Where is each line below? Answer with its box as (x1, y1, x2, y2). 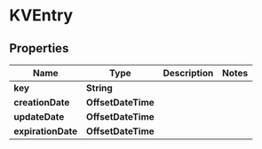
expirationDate (13, 125, 78, 137)
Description (163, 67, 214, 79)
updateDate (13, 111, 65, 122)
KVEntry (9, 5, 74, 26)
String (85, 82, 113, 94)
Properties (9, 41, 69, 56)
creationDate (13, 97, 70, 108)
